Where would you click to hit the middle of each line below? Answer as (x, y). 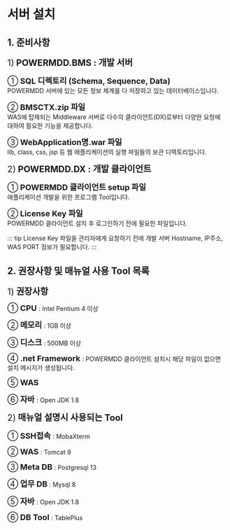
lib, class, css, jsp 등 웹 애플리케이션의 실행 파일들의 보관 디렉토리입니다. (107, 152)
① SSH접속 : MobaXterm (49, 436)
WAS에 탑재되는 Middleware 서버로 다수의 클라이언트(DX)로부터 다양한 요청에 (114, 117)
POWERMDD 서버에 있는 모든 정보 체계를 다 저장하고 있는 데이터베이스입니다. (113, 91)
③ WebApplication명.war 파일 (65, 142)
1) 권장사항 (28, 292)
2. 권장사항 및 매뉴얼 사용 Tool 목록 (79, 271)
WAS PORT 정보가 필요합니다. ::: (52, 247)
